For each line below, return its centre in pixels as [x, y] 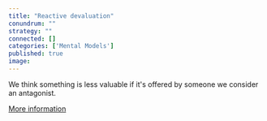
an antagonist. [32, 93]
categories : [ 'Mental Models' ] [61, 46]
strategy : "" [30, 31]
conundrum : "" [32, 24]
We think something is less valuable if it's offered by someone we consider [133, 84]
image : [19, 62]
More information [37, 108]
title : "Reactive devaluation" [61, 16]
